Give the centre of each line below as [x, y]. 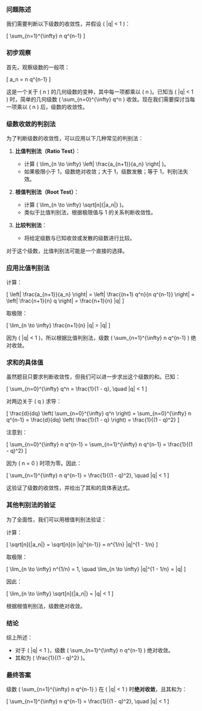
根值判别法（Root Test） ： [47, 192]
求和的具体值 [25, 363]
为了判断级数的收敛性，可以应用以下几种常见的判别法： [75, 138]
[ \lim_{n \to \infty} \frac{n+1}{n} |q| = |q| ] [58, 325]
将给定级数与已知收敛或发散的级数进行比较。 [80, 238]
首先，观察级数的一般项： [38, 67]
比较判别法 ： [31, 225]
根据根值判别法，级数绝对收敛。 [46, 606]
